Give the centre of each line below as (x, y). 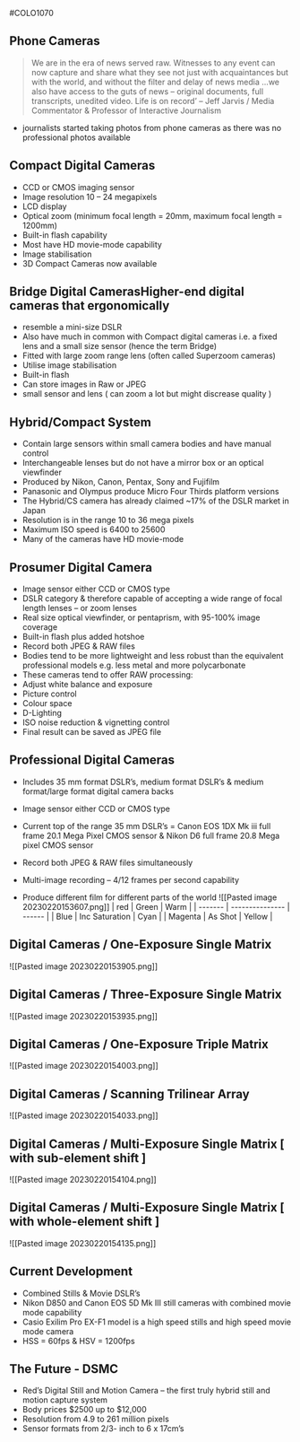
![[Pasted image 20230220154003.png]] (84, 1066)
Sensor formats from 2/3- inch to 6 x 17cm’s (103, 1429)
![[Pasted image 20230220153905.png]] (84, 966)
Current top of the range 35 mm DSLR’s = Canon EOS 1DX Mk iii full (146, 826)
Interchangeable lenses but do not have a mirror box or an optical (143, 463)
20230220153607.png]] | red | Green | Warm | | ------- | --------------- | (156, 906)
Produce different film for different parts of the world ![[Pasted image (150, 897)
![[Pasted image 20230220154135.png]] (83, 1243)
